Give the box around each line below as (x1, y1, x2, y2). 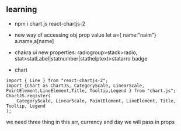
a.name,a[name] (14, 37, 54, 44)
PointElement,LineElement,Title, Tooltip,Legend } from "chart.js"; (6, 87, 176, 94)
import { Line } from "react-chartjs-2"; (6, 77, 109, 83)
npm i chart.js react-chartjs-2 (14, 20, 86, 27)
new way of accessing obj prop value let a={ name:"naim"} (14, 31, 156, 38)
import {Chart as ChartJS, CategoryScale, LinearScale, (6, 83, 145, 88)
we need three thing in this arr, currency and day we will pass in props (6, 118, 175, 125)
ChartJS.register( (6, 93, 51, 98)
